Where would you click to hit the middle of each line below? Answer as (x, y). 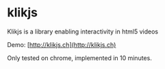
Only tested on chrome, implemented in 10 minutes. (79, 58)
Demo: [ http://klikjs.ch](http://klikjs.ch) (62, 44)
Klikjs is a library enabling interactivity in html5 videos (83, 31)
